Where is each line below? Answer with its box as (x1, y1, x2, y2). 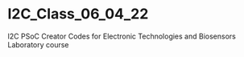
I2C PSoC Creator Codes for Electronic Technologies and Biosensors (7, 31, 237, 41)
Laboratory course (7, 39, 69, 49)
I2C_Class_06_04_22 (7, 5, 149, 23)
